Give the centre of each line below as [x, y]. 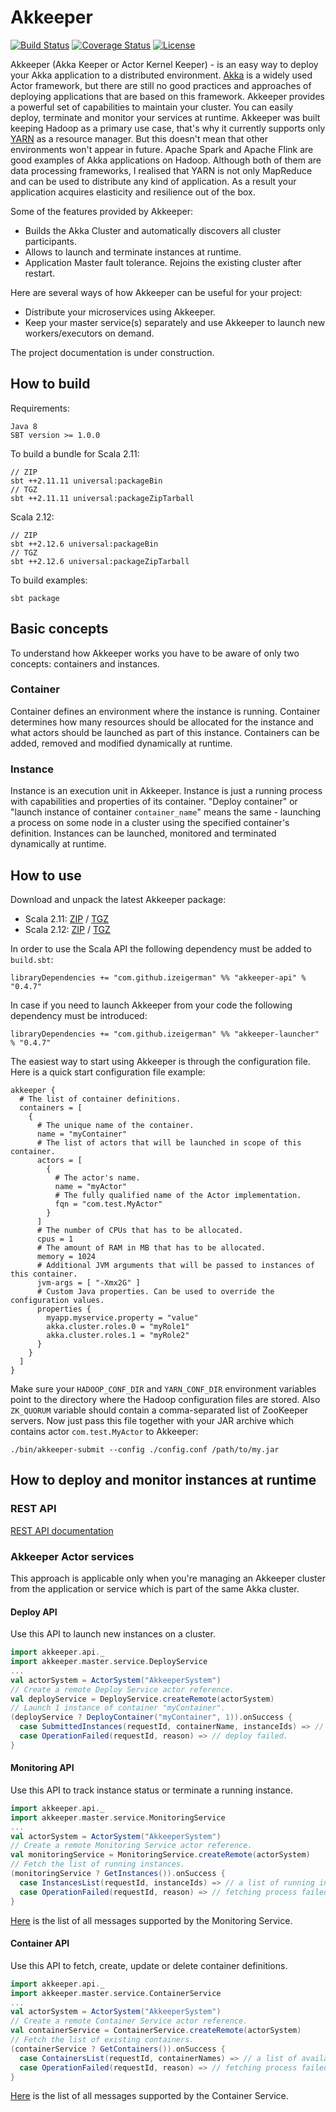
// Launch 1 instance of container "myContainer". [118, 1708]
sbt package [35, 598]
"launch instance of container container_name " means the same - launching [166, 812]
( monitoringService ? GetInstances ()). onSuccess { [118, 1874]
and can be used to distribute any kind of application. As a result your [153, 181]
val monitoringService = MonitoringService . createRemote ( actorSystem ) [160, 1855]
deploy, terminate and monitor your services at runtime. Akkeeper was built [165, 117]
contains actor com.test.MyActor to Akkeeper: [104, 1431]
